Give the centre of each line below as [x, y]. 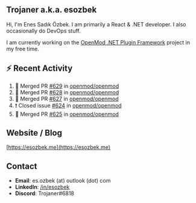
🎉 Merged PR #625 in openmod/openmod [67, 114]
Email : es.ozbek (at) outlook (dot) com [63, 181]
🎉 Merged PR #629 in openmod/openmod [67, 86]
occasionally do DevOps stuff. [44, 31]
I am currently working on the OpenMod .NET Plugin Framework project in [98, 42]
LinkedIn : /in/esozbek [42, 187]
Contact [22, 166]
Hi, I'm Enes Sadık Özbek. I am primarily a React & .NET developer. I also [96, 24]
